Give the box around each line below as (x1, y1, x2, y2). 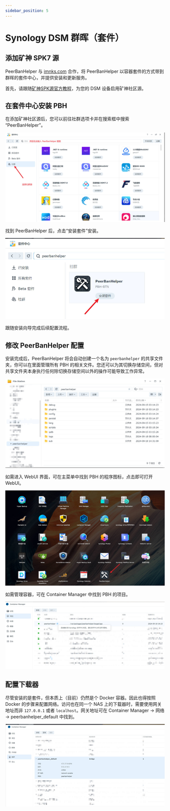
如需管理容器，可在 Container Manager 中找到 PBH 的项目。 (5, 591, 131, 597)
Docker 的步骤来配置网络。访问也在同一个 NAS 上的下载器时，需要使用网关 (5, 701, 162, 707)
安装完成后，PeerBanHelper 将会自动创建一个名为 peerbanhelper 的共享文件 (5, 356, 163, 362)
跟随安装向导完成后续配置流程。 (5, 325, 72, 331)
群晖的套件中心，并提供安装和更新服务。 (5, 74, 90, 80)
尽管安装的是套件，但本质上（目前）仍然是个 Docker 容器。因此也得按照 (5, 695, 156, 701)
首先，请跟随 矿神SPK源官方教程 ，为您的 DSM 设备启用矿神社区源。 (5, 85, 146, 91)
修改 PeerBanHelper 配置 (5, 341, 84, 350)
